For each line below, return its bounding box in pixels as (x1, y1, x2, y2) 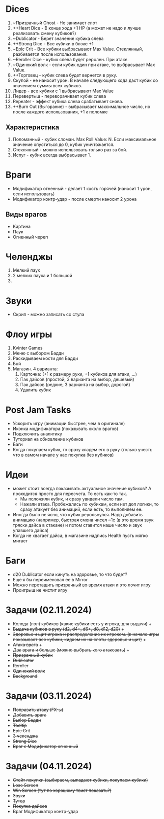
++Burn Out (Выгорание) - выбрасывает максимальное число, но (12, 104, 151, 109)
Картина (12, 223, 31, 229)
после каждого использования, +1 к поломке (12, 108, 108, 114)
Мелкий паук (12, 267, 41, 273)
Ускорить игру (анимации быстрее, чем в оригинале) (12, 421, 125, 427)
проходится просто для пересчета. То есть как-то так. (12, 491, 127, 497)
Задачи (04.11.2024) (5, 761, 92, 772)
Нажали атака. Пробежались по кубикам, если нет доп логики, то (20, 501, 159, 507)
